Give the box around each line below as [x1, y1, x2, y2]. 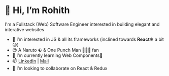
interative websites [5, 26, 44, 32]
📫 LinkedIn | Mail [12, 58, 49, 64]
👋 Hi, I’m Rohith [5, 5, 70, 16]
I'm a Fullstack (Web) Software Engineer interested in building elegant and [5, 21, 160, 27]
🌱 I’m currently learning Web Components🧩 [12, 52, 103, 58]
